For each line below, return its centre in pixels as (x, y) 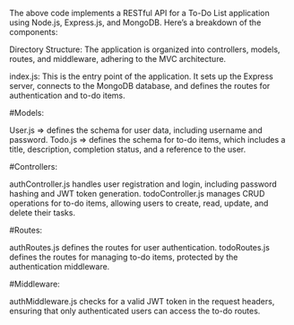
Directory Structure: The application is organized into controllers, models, (145, 49)
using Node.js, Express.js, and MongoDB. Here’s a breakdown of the (135, 22)
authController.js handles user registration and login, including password (143, 184)
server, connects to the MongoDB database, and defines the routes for (140, 86)
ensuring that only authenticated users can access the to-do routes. (135, 311)
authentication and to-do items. (67, 95)
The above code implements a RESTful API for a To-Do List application (140, 13)
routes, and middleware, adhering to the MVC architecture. (118, 59)
